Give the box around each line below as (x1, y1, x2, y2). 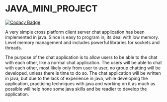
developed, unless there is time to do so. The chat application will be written (5, 70, 162, 76)
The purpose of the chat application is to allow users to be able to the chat (5, 54, 158, 60)
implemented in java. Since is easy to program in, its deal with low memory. (5, 34, 159, 40)
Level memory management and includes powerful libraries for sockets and (5, 39, 160, 45)
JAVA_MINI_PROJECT (5, 3, 98, 14)
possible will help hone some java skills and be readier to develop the (5, 86, 147, 92)
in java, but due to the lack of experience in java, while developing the (5, 75, 148, 81)
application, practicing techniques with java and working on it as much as (5, 80, 156, 87)
